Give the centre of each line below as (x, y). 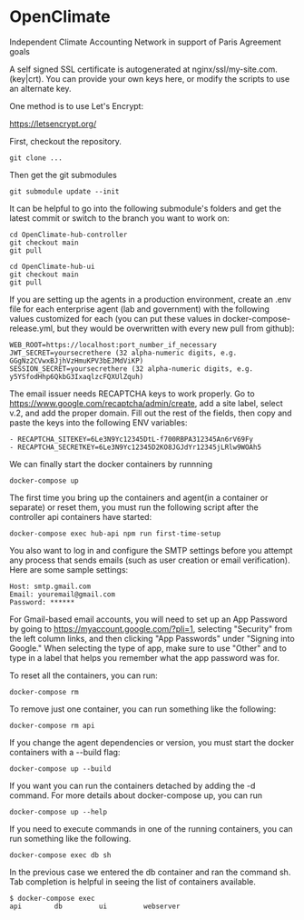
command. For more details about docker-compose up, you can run (136, 795)
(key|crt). (27, 78)
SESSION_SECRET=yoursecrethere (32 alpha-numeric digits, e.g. (132, 369)
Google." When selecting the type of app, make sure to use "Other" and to (148, 648)
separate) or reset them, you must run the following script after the (134, 507)
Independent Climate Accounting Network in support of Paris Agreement (145, 42)
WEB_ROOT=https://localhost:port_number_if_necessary (113, 345)
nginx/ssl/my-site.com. (235, 69)
